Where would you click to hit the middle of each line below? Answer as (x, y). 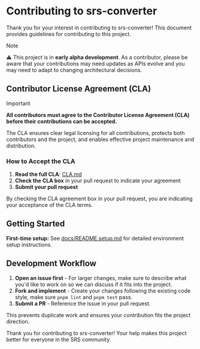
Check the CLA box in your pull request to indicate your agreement (98, 180)
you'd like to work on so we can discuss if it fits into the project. (93, 284)
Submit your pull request (46, 187)
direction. (18, 321)
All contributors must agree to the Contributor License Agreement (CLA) (98, 115)
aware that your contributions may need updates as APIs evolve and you (96, 64)
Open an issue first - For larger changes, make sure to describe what (101, 278)
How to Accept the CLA (41, 161)
